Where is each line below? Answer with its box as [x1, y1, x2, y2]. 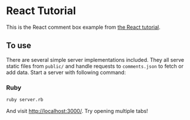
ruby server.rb [6, 97, 44, 103]
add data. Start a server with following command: [6, 69, 126, 76]
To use [6, 41, 31, 51]
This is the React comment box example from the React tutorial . [6, 24, 161, 31]
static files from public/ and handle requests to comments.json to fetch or [6, 62, 184, 69]
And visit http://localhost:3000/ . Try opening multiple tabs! [6, 107, 149, 114]
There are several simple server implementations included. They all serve [6, 56, 185, 63]
